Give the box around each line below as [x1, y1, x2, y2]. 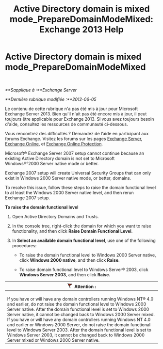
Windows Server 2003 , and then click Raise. [19, 271, 111, 277]
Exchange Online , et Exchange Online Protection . [5, 141, 103, 146]
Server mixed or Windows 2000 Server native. [7, 337, 100, 343]
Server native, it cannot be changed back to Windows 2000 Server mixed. [7, 311, 155, 317]
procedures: [12, 242, 37, 248]
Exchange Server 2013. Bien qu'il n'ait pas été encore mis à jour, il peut [5, 111, 147, 117]
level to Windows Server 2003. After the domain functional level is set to [7, 327, 151, 333]
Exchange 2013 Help [39, 24, 124, 35]
